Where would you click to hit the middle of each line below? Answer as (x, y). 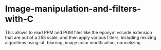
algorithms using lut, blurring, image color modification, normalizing (73, 42)
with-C (19, 19)
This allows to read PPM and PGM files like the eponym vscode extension (79, 32)
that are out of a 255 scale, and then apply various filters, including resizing (81, 37)
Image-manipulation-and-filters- (73, 9)
